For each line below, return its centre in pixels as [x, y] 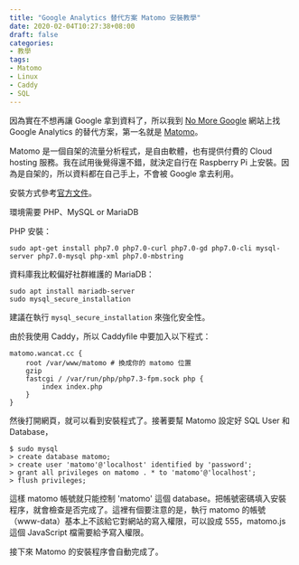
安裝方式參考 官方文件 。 [53, 193]
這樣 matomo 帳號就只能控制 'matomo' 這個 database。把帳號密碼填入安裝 [148, 498]
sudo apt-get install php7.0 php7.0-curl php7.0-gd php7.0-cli [131, 248]
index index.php [72, 386]
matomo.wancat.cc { [46, 353]
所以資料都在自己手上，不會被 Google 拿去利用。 [148, 174]
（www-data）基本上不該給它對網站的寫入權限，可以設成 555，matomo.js [148, 521]
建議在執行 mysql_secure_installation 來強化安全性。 [110, 316]
